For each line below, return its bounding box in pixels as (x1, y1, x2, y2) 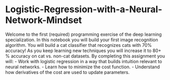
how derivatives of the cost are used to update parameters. (5, 69, 130, 75)
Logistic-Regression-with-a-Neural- (5, 4, 162, 15)
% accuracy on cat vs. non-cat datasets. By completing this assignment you (5, 52, 165, 59)
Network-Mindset (5, 14, 82, 26)
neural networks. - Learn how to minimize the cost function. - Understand (5, 64, 160, 70)
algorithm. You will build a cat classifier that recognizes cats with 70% (5, 42, 152, 48)
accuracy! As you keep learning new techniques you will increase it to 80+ (5, 47, 161, 54)
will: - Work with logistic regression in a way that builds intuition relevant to (5, 58, 162, 64)
